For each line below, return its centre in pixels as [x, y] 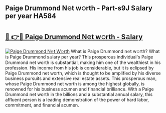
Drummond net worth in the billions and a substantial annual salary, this [79, 94]
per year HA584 [31, 16]
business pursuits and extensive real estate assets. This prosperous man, [81, 78]
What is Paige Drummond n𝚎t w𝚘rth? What [115, 51]
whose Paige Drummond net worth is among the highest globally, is [75, 84]
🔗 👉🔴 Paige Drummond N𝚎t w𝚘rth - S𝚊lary [74, 37]
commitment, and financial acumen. [42, 105]
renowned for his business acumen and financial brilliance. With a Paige [79, 89]
